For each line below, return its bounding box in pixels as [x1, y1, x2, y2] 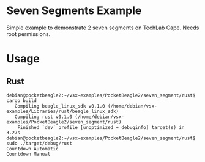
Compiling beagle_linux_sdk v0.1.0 [14, 103, 105, 109]
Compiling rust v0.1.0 [14, 114, 72, 120]
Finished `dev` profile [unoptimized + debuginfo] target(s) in [17, 124, 185, 130]
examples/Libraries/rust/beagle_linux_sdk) [6, 108, 119, 114]
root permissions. [6, 30, 51, 37]
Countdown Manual [6, 151, 51, 157]
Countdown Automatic [6, 145, 59, 152]
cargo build [6, 97, 37, 104]
